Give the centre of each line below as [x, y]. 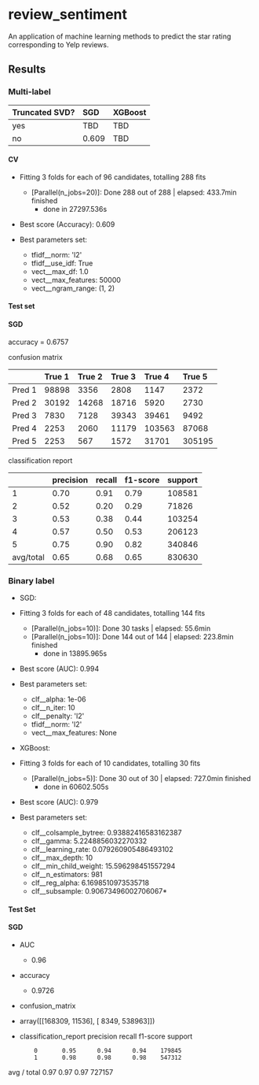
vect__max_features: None [74, 732]
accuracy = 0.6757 [38, 342]
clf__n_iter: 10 [53, 707]
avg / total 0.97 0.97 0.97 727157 [61, 1072]
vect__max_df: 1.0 [60, 271]
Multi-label [29, 92]
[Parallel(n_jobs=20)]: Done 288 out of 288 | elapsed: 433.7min [134, 192]
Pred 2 [24, 402]
